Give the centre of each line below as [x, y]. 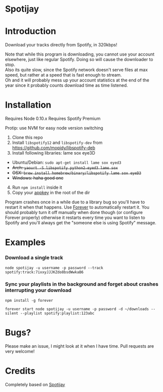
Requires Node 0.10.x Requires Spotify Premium [53, 118]
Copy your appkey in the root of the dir [51, 193]
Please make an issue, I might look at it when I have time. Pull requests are [80, 346]
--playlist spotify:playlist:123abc [57, 313]
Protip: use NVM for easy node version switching [54, 128]
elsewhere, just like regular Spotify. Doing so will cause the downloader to [79, 59]
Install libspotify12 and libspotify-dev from [57, 143]
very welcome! [20, 351]
